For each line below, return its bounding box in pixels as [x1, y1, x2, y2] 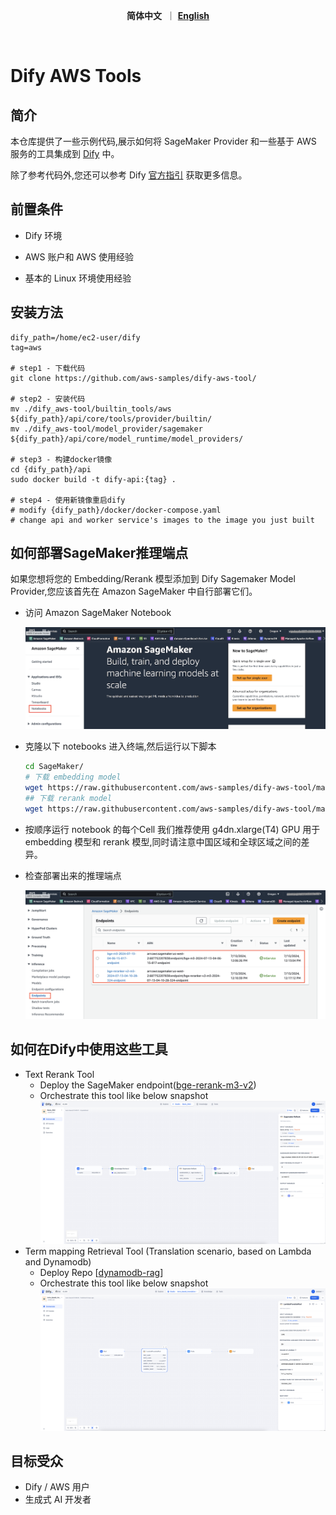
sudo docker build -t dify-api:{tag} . [10, 474, 177, 484]
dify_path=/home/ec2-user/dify [10, 332, 141, 343]
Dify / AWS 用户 [24, 1481, 90, 1493]
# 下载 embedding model [24, 772, 122, 783]
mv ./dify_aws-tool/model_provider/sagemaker [10, 424, 203, 434]
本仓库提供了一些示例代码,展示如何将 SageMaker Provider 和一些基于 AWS [10, 135, 317, 147]
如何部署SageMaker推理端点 [10, 545, 189, 562]
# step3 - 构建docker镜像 [10, 454, 113, 464]
